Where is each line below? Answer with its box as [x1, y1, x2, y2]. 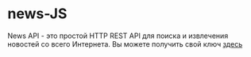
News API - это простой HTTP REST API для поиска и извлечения [7, 31, 229, 40]
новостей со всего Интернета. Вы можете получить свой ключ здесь [7, 39, 243, 48]
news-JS [7, 5, 68, 23]
